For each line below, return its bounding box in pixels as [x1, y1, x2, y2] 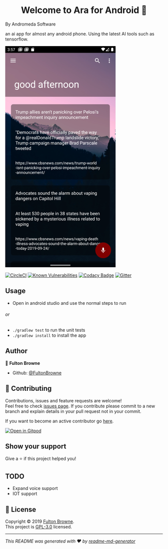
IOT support [12, 490, 37, 497]
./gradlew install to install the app [12, 332, 86, 338]
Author [5, 347, 27, 355]
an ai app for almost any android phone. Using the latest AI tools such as [5, 31, 154, 37]
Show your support [5, 442, 66, 450]
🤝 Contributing [5, 384, 52, 393]
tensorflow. [5, 36, 28, 42]
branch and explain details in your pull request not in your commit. [5, 408, 141, 414]
